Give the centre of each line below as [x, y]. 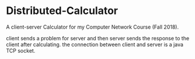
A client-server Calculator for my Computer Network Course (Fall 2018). [93, 27]
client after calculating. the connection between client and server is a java [95, 44]
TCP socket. [21, 50]
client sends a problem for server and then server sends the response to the [98, 38]
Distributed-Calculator [62, 11]
